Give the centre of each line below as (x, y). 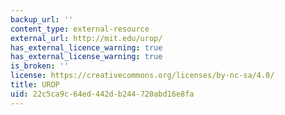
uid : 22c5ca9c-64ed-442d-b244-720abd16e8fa (102, 94)
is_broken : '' (40, 66)
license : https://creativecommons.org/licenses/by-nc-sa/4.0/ (142, 76)
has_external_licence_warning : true (86, 47)
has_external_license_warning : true (86, 57)
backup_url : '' (42, 19)
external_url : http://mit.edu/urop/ (86, 38)
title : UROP (35, 85)
